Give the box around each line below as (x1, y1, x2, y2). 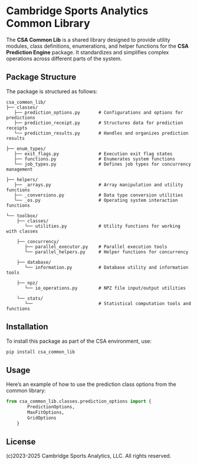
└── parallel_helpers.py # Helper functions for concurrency (24, 249, 189, 255)
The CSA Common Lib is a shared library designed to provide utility (6, 36, 170, 43)
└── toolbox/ (6, 212, 38, 219)
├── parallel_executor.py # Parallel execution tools (24, 244, 168, 250)
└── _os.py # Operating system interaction (14, 197, 178, 203)
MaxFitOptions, (27, 410, 65, 415)
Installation (6, 322, 48, 332)
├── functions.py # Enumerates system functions (14, 156, 176, 162)
